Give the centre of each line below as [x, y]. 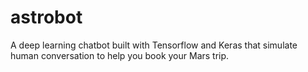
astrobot [46, 17]
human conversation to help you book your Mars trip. [120, 55]
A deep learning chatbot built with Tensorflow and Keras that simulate [154, 45]
